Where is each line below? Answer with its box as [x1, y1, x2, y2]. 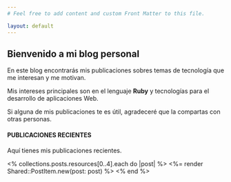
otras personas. [7, 115, 52, 123]
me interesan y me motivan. [7, 74, 86, 82]
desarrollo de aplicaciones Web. [7, 94, 99, 103]
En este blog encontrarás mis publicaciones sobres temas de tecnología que [7, 66, 225, 74]
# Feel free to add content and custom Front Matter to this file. [7, 10, 205, 17]
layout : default [7, 22, 54, 30]
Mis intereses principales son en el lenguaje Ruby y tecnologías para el [7, 87, 210, 95]
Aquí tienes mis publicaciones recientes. [7, 146, 122, 154]
